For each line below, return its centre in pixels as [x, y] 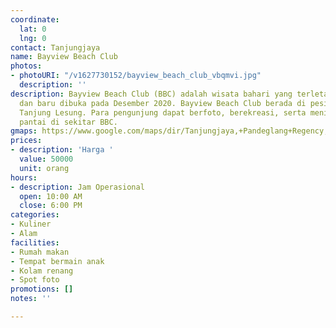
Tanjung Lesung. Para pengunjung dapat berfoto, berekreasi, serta [163, 112]
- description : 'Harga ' [62, 150]
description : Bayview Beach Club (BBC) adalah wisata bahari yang [151, 94]
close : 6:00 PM [51, 206]
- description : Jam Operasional [77, 187]
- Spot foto [35, 280]
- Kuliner [31, 224]
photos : [26, 66]
